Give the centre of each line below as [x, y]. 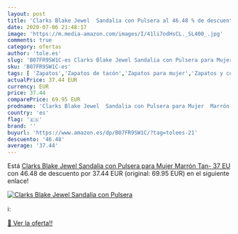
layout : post [27, 14]
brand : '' [22, 126]
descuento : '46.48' [36, 139]
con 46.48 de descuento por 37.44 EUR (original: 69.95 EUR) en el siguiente [118, 174]
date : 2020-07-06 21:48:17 [47, 27]
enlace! [18, 181]
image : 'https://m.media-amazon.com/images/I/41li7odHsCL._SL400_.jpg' [115, 34]
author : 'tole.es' [34, 54]
